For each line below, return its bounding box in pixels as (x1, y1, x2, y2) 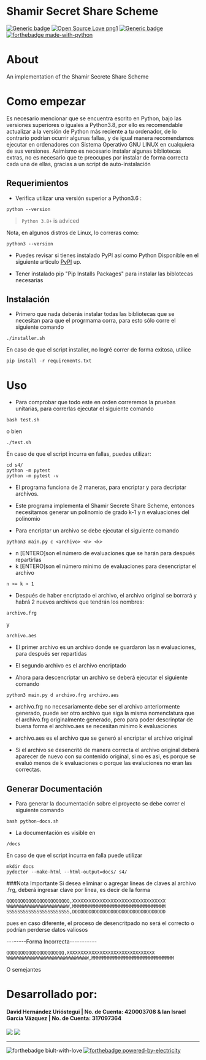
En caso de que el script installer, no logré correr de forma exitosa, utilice (6, 346, 191, 353)
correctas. (15, 766, 42, 774)
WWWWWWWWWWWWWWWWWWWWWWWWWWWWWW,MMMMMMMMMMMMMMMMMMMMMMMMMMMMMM (6, 955, 174, 961)
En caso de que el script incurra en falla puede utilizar (6, 851, 143, 859)
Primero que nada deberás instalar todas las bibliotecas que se (15, 310, 175, 318)
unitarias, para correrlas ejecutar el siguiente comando (15, 405, 154, 412)
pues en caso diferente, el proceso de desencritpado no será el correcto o (6, 920, 194, 927)
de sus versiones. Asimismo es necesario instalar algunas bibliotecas (6, 147, 181, 155)
